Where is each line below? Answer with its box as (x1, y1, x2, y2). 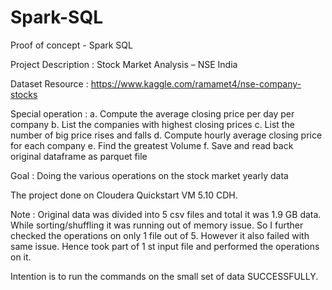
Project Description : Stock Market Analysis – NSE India (10, 58, 238, 70)
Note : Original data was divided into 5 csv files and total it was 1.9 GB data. (10, 208, 322, 220)
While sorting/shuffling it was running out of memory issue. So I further (10, 219, 304, 231)
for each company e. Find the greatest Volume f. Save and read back (10, 139, 294, 151)
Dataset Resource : (10, 77, 89, 90)
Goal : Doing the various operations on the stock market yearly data (10, 169, 289, 181)
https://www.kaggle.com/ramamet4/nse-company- (90, 77, 302, 90)
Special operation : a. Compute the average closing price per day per (10, 107, 295, 120)
